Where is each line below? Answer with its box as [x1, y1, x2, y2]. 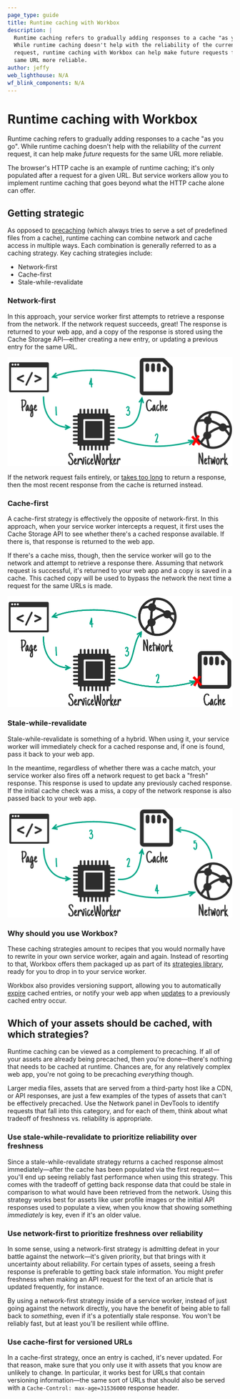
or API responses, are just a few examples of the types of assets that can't [7, 1092, 226, 1100]
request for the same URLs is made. [7, 582, 113, 590]
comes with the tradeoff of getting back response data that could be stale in [7, 1180, 231, 1189]
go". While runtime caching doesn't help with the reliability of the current [7, 142, 221, 151]
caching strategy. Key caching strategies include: [7, 249, 153, 257]
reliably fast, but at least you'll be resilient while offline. [7, 1319, 169, 1328]
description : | [7, 26, 53, 34]
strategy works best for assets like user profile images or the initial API [7, 1195, 215, 1204]
